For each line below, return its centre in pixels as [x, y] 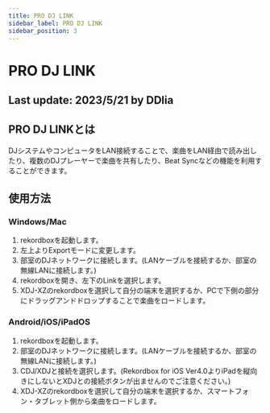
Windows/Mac [37, 222]
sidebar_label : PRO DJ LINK [56, 23]
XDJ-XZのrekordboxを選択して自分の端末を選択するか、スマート [127, 390]
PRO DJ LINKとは [52, 130]
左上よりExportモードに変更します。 [80, 250]
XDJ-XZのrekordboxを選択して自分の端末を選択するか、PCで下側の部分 [139, 291]
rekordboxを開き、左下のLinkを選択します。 [93, 281]
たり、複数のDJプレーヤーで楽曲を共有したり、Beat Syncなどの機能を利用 [132, 160]
